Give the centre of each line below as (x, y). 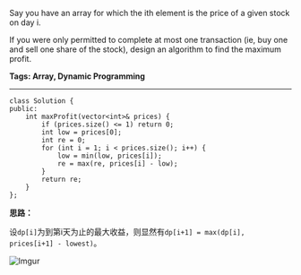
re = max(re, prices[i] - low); (117, 164)
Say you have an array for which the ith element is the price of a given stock (150, 13)
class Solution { (42, 101)
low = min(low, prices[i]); (110, 156)
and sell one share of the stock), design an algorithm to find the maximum (146, 49)
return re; (62, 179)
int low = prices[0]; (82, 133)
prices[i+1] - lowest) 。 (56, 243)
